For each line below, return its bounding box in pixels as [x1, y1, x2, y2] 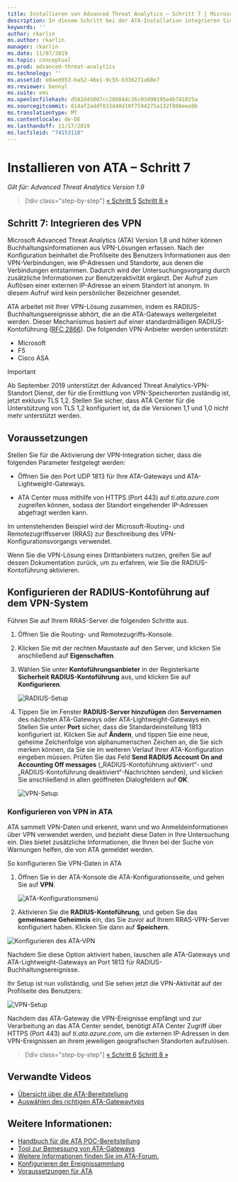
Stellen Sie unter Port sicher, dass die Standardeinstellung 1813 [17, 722, 202, 731]
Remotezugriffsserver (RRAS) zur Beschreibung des [7, 529, 159, 538]
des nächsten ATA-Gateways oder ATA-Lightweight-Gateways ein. [17, 715, 211, 724]
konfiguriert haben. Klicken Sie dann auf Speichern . [17, 923, 170, 932]
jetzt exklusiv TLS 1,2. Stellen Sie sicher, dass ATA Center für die [7, 396, 195, 405]
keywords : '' [7, 23, 46, 30]
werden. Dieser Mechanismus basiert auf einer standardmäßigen [7, 317, 197, 326]
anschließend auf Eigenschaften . [17, 651, 115, 660]
